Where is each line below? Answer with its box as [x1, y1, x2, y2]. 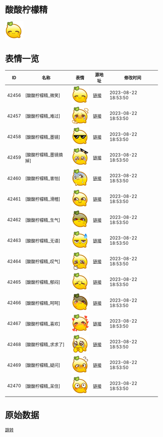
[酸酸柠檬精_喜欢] [25, 321, 61, 327]
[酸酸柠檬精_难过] [25, 113, 61, 119]
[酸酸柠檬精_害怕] [25, 176, 61, 182]
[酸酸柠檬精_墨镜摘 [25, 151, 63, 157]
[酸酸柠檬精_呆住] [25, 383, 61, 389]
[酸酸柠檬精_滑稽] [25, 196, 61, 202]
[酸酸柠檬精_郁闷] [25, 279, 61, 285]
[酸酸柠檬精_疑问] [25, 362, 61, 368]
